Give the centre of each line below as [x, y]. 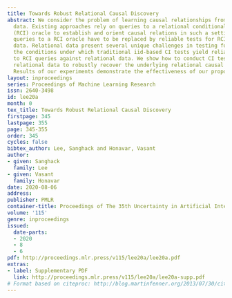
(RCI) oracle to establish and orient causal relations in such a [111, 33]
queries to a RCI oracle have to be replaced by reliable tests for [114, 39]
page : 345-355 [28, 129]
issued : [18, 225]
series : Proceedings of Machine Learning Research [81, 84]
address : [20, 194]
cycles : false [28, 142]
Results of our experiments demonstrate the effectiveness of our [111, 71]
